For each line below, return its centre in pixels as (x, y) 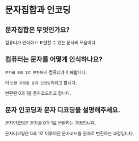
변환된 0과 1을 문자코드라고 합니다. (38, 93)
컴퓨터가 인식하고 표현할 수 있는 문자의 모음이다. (51, 42)
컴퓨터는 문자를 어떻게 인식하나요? (54, 59)
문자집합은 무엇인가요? (37, 30)
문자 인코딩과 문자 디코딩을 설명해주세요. (63, 110)
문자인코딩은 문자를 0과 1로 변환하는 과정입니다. (51, 123)
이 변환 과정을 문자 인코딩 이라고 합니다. (41, 83)
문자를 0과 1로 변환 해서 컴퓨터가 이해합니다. (46, 72)
